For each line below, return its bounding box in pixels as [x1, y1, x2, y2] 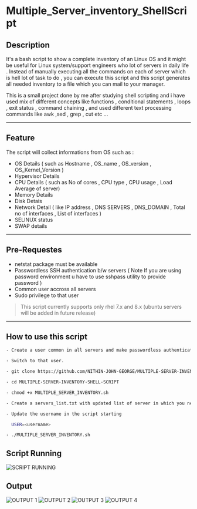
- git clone [6, 369, 35, 375]
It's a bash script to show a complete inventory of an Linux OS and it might [6, 56, 186, 62]
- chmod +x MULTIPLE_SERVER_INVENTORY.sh [6, 389, 109, 396]
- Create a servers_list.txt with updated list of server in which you [6, 400, 185, 406]
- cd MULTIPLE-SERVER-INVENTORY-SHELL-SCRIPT [6, 379, 119, 385]
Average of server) [14, 185, 60, 192]
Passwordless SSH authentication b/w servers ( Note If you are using [14, 267, 182, 274]
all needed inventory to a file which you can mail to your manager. [6, 80, 165, 87]
